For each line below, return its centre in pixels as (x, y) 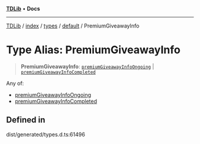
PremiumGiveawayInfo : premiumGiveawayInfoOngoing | (87, 66)
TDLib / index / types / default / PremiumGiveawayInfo (73, 26)
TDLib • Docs (23, 9)
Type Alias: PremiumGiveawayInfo (93, 50)
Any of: (15, 83)
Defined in (26, 120)
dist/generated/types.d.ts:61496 (46, 134)
